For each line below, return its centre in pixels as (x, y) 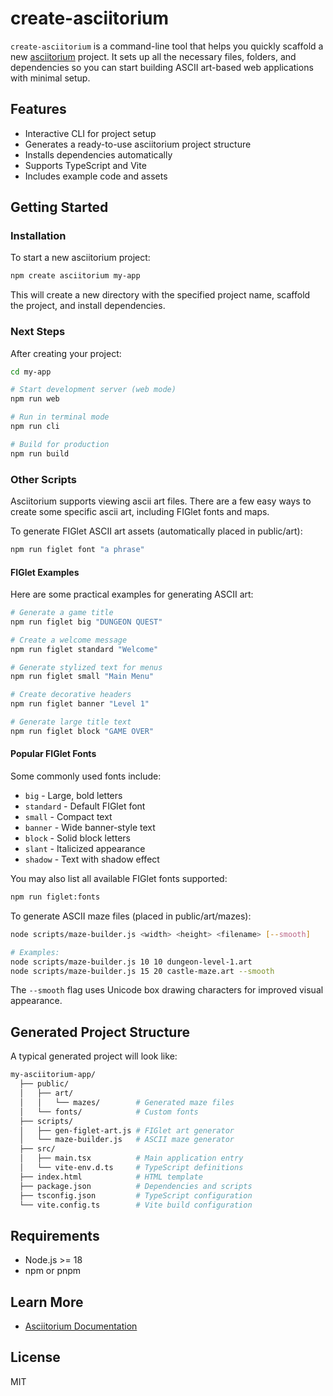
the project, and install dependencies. (88, 306)
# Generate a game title (62, 613)
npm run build (40, 453)
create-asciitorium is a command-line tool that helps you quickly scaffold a (167, 46)
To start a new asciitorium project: (80, 258)
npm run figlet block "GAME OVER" (82, 731)
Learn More (47, 1302)
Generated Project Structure (100, 1032)
